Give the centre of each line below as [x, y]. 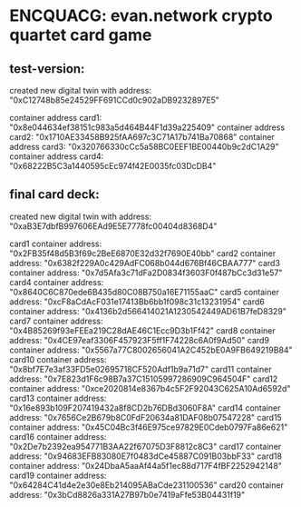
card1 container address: [56, 244]
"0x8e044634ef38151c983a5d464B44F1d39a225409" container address [147, 127]
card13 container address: [58, 398]
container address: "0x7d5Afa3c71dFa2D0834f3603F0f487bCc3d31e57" [146, 273]
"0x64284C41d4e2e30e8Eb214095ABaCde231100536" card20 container [146, 485]
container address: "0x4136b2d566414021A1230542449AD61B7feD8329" [148, 311]
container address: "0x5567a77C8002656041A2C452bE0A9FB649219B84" [151, 350]
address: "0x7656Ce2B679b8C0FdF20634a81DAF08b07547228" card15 [146, 417]
